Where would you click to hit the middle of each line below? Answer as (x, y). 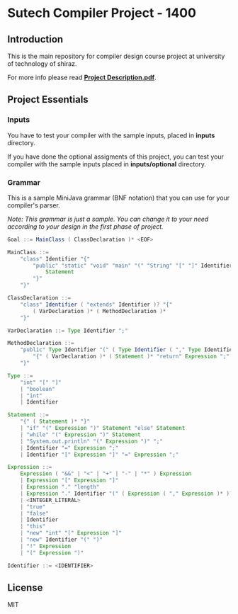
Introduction (35, 39)
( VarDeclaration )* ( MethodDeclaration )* (100, 311)
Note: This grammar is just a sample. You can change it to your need (108, 219)
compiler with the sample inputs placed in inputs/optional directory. (107, 164)
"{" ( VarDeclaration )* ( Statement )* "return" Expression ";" (131, 357)
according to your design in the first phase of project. (86, 226)
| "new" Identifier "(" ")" (61, 540)
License (25, 588)
